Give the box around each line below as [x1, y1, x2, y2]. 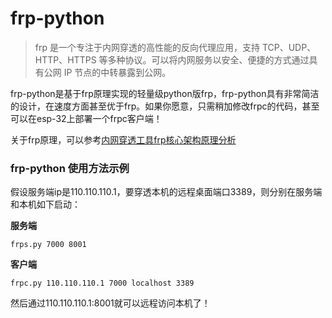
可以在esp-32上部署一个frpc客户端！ [10, 112, 163, 124]
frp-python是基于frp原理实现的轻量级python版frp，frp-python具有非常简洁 [10, 87, 320, 99]
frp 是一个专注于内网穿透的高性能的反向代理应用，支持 [34, 41, 260, 53]
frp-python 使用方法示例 [10, 161, 130, 175]
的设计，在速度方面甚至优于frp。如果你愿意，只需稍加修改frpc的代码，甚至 [10, 100, 320, 112]
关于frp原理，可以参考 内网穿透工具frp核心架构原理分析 [10, 133, 237, 146]
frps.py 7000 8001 [10, 240, 87, 250]
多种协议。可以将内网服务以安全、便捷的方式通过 [107, 53, 310, 66]
